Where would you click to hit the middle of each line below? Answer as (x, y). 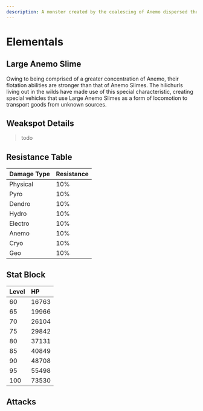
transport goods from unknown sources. (56, 104)
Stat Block (26, 275)
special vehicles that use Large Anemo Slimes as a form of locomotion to (97, 98)
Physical (21, 184)
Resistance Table (39, 157)
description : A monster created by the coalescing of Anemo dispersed (97, 12)
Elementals (35, 41)
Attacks (21, 402)
